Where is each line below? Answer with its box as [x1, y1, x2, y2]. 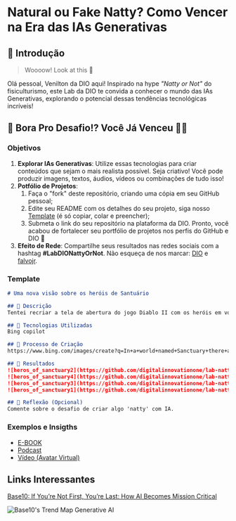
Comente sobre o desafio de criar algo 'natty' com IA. [7, 406, 174, 413]
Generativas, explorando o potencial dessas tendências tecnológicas [7, 94, 207, 103]
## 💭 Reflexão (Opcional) [7, 399, 83, 406]
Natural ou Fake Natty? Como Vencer [7, 4, 228, 20]
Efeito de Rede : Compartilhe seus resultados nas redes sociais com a [17, 241, 219, 250]
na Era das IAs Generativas [7, 19, 167, 35]
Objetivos [7, 143, 41, 153]
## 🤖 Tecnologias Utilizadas [7, 321, 93, 329]
